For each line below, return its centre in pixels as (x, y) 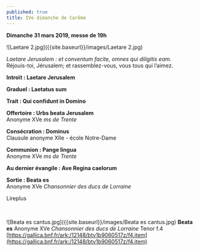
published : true (27, 12)
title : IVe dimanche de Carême (46, 18)
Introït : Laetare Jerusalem (41, 77)
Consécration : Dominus (38, 131)
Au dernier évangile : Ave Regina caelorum (62, 168)
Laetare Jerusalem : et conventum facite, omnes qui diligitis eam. (89, 59)
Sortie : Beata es (28, 180)
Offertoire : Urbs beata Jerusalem (50, 113)
